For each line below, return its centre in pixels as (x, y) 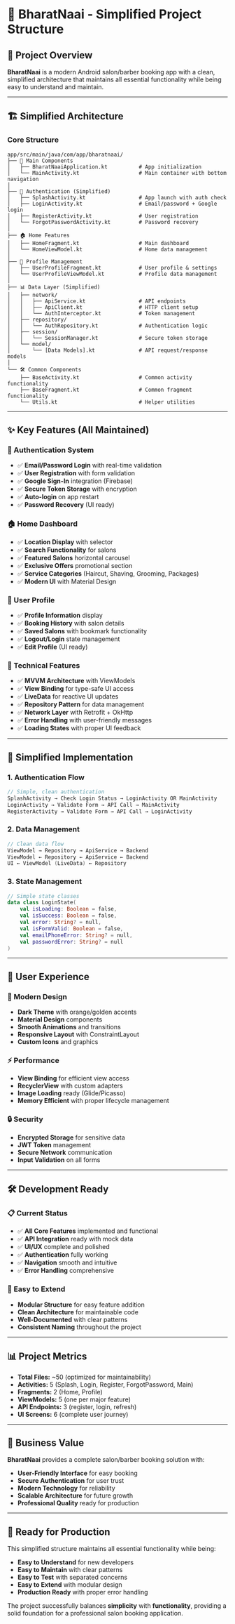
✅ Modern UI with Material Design (67, 581)
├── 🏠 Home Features (38, 235)
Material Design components (60, 1019)
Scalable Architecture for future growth (75, 1496)
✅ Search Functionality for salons (67, 550)
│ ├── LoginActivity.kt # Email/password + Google (112, 204)
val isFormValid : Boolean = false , (72, 929)
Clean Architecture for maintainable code (78, 1312)
